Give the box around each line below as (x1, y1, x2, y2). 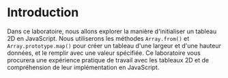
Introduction (7, 5, 79, 20)
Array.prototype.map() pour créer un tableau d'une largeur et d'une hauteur (7, 41, 222, 50)
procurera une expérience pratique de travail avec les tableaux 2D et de (7, 56, 210, 64)
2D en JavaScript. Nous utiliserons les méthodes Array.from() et (7, 34, 190, 42)
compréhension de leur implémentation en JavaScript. (7, 63, 160, 71)
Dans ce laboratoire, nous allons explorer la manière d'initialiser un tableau (7, 27, 217, 35)
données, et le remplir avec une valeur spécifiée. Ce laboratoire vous (7, 49, 201, 57)
